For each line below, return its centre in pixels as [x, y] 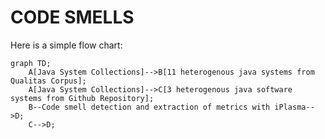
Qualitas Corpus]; [48, 81]
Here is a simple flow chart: [66, 45]
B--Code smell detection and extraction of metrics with [149, 107]
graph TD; [31, 63]
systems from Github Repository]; [82, 98]
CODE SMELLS [72, 17]
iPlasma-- [294, 107]
